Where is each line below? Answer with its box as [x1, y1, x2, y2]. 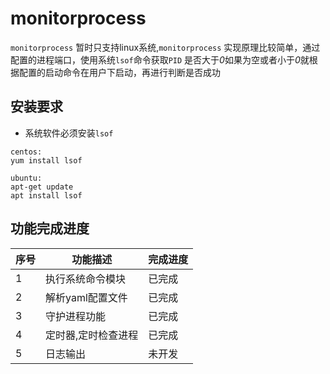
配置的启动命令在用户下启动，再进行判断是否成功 [18, 66, 221, 78]
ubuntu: [10, 173, 43, 183]
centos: [10, 147, 43, 157]
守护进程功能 [45, 309, 107, 323]
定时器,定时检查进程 [45, 328, 139, 342]
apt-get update [10, 182, 74, 192]
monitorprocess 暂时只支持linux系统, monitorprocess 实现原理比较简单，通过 [10, 41, 321, 53]
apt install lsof [10, 190, 83, 201]
